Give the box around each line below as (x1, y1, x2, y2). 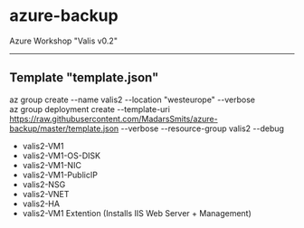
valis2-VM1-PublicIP (22, 169, 98, 180)
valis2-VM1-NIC (22, 159, 81, 170)
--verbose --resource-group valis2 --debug (120, 123, 285, 134)
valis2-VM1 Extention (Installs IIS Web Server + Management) (22, 207, 252, 218)
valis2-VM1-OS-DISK (22, 150, 101, 161)
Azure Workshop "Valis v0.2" (9, 35, 118, 46)
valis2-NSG (22, 178, 66, 190)
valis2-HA (22, 198, 61, 209)
